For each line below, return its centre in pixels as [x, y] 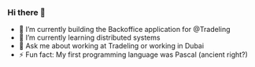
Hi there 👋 [27, 12]
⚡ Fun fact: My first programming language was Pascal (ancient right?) [133, 55]
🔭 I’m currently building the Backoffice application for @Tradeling [124, 30]
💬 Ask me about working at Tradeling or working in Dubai [111, 46]
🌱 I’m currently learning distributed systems [89, 37]
